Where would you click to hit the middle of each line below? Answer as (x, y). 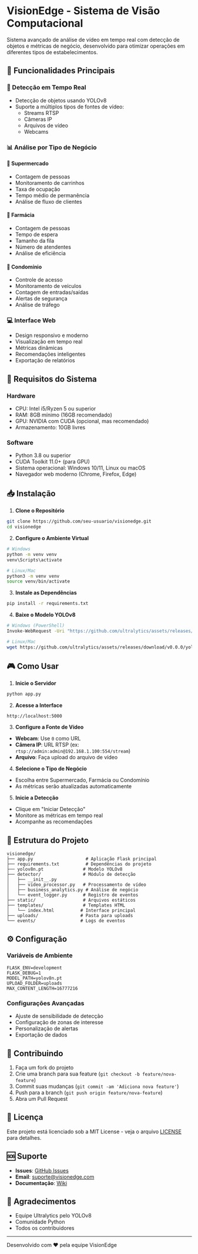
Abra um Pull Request (41, 1099)
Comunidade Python (40, 1222)
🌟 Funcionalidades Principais (61, 71)
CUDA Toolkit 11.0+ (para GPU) (53, 462)
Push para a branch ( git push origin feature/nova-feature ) (89, 1092)
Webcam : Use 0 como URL (48, 739)
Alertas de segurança (41, 299)
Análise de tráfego (38, 305)
